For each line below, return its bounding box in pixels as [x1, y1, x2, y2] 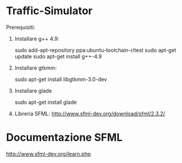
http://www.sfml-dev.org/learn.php [6, 150, 91, 157]
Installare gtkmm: [14, 64, 57, 71]
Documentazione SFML [6, 131, 123, 144]
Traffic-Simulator [6, 4, 93, 18]
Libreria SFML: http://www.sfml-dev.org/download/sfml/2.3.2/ [14, 110, 166, 117]
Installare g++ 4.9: [14, 35, 59, 42]
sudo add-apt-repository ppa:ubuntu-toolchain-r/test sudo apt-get [14, 46, 177, 54]
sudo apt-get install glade [14, 99, 77, 106]
